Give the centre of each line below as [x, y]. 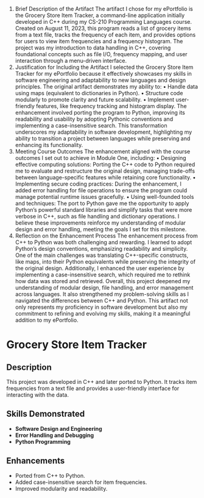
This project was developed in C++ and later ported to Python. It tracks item [102, 382]
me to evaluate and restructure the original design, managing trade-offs [105, 171]
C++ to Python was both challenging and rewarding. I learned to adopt [104, 242]
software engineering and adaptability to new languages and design [100, 80]
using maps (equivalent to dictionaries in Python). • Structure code [99, 93]
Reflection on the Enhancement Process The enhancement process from [106, 236]
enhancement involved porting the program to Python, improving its [100, 113]
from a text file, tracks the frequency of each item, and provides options [105, 35]
